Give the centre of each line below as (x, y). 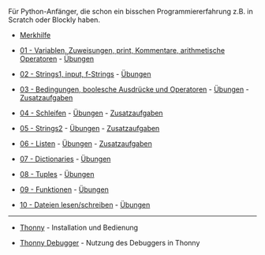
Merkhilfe (35, 35)
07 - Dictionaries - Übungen (65, 159)
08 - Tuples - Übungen (57, 174)
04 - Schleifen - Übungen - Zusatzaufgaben (91, 113)
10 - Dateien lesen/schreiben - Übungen (85, 205)
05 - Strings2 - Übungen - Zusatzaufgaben (90, 128)
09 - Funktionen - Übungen (64, 189)
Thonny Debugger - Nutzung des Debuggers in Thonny (110, 243)
